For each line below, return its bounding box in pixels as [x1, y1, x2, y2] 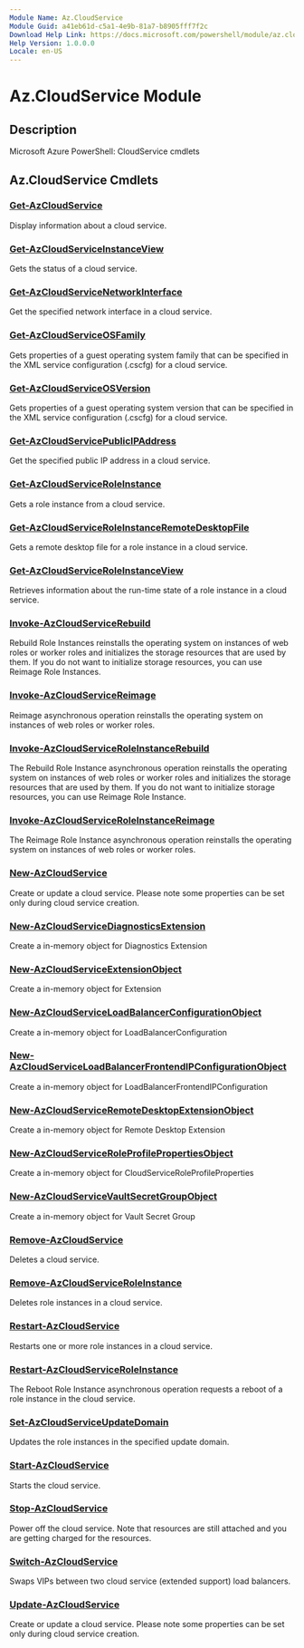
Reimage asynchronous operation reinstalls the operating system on [9, 709, 264, 720]
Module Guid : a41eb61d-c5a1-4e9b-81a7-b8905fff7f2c [9, 22, 208, 31]
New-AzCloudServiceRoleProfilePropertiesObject [9, 1147, 233, 1160]
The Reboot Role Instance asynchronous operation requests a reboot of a [9, 1383, 283, 1394]
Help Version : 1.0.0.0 [9, 38, 95, 48]
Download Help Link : [9, 30, 88, 39]
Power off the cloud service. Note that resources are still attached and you [9, 1523, 288, 1534]
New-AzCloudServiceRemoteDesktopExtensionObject [9, 1103, 254, 1116]
